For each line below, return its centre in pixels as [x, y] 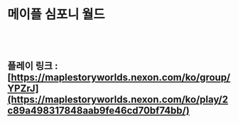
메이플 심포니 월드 [56, 14]
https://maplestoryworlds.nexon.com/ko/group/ [120, 77]
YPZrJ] [23, 89]
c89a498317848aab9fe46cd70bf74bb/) [98, 111]
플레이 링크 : [33, 66]
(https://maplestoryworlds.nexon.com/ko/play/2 [118, 100]
